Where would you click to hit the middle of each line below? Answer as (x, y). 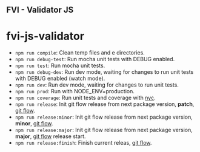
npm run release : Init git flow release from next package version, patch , (105, 104)
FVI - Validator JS (40, 10)
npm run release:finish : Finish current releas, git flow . (83, 143)
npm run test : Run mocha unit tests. (60, 65)
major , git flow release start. (50, 136)
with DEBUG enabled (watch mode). (60, 79)
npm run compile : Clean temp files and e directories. (80, 53)
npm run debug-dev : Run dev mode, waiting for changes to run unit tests (104, 72)
